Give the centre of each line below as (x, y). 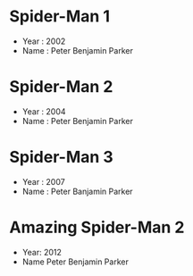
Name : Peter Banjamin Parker (77, 191)
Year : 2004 (44, 111)
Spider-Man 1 (59, 17)
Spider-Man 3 (61, 157)
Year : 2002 (44, 41)
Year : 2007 (43, 181)
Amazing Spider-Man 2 (97, 227)
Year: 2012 (42, 252)
